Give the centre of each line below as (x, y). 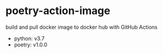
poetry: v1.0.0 (31, 45)
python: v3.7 (29, 38)
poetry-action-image (58, 11)
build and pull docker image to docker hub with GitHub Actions (81, 27)
